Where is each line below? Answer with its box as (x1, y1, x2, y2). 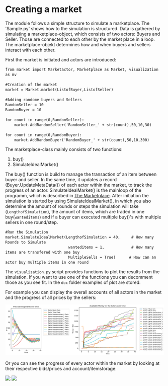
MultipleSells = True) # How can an (68, 255, 156, 260)
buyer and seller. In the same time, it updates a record (5, 176, 117, 182)
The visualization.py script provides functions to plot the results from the (5, 268, 160, 275)
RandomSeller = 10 (5, 102, 44, 107)
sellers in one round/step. (5, 219, 58, 225)
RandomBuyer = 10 (5, 107, 42, 112)
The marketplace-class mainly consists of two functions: (5, 146, 123, 152)
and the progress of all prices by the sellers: (5, 294, 97, 300)
